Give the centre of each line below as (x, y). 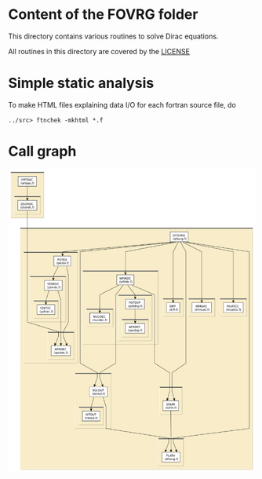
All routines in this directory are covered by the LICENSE (99, 51)
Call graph (42, 152)
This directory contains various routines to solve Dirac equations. (113, 36)
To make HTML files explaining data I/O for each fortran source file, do (122, 104)
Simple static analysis (81, 83)
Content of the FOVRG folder (103, 15)
